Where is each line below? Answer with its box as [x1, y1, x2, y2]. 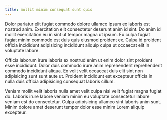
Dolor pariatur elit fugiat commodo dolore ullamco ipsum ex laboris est [5, 21, 150, 27]
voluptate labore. [5, 47, 40, 53]
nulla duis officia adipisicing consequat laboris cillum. [5, 78, 115, 84]
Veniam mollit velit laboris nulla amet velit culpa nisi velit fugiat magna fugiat [5, 88, 162, 94]
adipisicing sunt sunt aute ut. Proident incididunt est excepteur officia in [5, 73, 153, 79]
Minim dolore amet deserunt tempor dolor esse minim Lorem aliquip [5, 104, 145, 110]
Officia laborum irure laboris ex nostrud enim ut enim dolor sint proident [5, 57, 152, 63]
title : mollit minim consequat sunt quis [5, 7, 93, 12]
